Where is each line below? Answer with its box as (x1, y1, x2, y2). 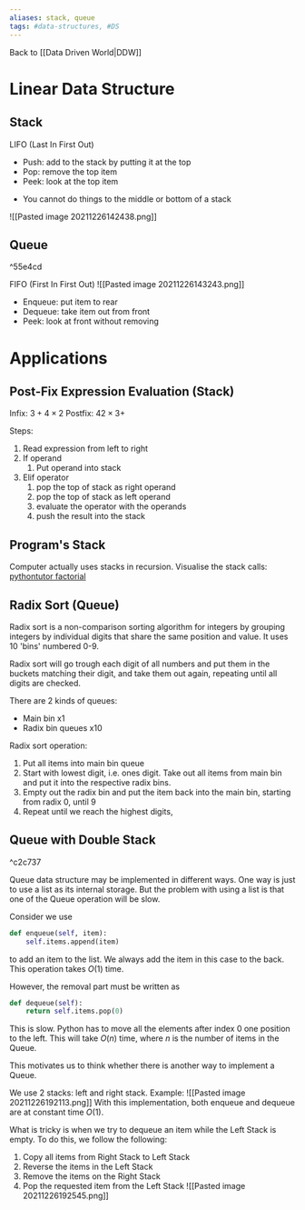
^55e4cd (9, 261, 43, 273)
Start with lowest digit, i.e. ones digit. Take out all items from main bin (22, 767, 282, 778)
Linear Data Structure (9, 78, 175, 99)
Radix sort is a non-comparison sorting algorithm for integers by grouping (9, 621, 286, 632)
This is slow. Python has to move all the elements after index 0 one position (9, 1024, 290, 1035)
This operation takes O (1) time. (9, 963, 124, 974)
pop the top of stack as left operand (35, 492, 171, 503)
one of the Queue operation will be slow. (9, 893, 161, 905)
